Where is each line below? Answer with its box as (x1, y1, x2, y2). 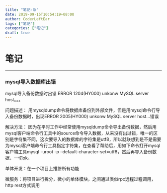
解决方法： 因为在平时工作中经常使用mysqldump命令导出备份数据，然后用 (5, 124, 157, 130)
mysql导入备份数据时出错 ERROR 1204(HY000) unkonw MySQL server (5, 90, 149, 97)
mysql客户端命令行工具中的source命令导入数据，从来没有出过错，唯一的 (5, 130, 154, 136)
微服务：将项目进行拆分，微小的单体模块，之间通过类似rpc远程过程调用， (5, 176, 156, 182)
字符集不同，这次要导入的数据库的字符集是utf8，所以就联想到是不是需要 (13, 136, 162, 142)
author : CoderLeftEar (5, 16, 50, 21)
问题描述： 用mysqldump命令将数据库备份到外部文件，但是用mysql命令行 (5, 107, 156, 113)
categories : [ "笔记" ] (5, 26, 49, 31)
